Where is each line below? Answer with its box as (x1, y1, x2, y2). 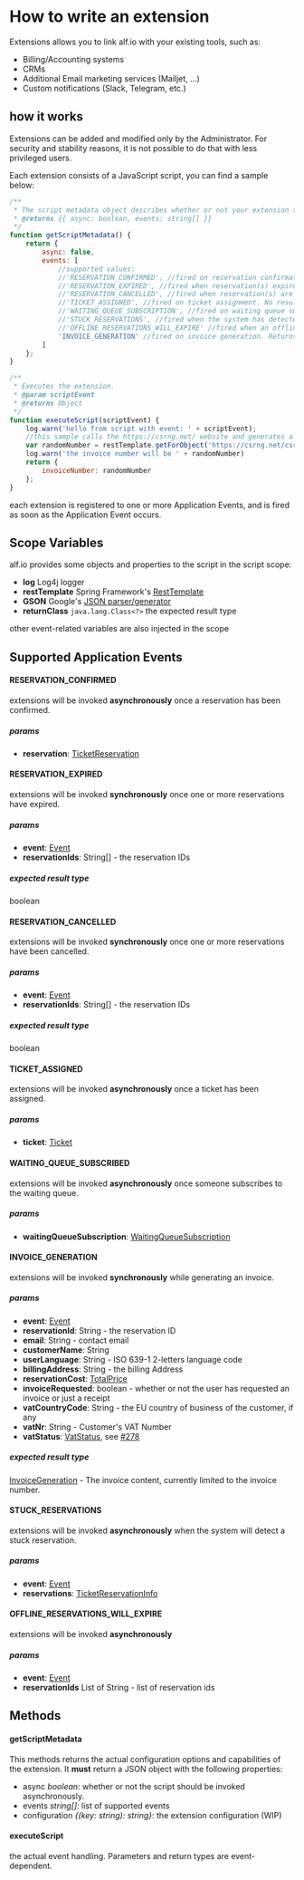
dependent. (9, 1860, 52, 1871)
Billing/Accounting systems (22, 53, 125, 64)
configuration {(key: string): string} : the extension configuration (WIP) (22, 1809, 282, 1820)
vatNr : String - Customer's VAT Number (22, 1421, 172, 1432)
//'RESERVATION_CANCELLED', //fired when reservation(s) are (57, 290, 294, 299)
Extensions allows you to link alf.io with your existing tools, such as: (9, 36, 261, 47)
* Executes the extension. (13, 382, 116, 391)
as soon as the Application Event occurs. (9, 509, 162, 520)
